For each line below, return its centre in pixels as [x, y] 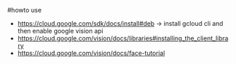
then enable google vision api [60, 31]
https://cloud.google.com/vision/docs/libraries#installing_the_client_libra [123, 38]
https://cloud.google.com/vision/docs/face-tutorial [91, 53]
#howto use [25, 10]
